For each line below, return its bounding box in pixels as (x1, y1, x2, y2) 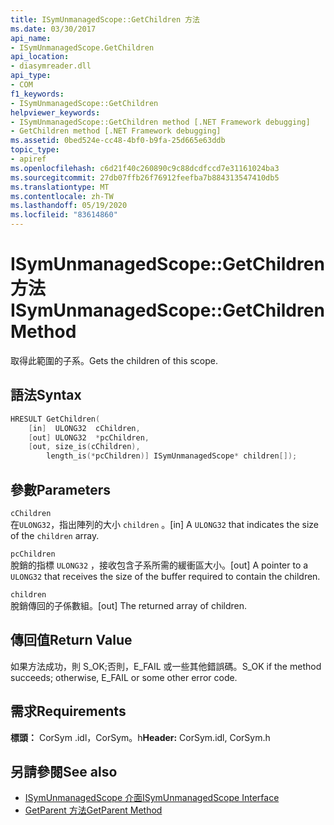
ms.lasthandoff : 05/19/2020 (10, 201, 128, 211)
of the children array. (10, 529, 100, 541)
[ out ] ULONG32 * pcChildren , (28, 432, 150, 443)
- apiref (10, 154, 47, 164)
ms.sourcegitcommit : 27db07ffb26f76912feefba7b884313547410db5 (10, 172, 280, 183)
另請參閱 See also (10, 763, 118, 780)
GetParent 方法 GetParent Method (24, 804, 163, 816)
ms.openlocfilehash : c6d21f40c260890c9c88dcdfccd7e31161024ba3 (10, 163, 280, 173)
